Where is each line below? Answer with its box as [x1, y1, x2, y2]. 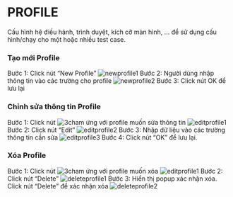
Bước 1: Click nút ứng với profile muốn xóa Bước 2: [7, 167, 223, 175]
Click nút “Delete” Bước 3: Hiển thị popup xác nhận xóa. [7, 174, 217, 183]
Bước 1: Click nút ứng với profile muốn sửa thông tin [7, 118, 186, 126]
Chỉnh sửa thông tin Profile [7, 102, 101, 112]
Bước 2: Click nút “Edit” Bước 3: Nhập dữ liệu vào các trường [7, 125, 226, 134]
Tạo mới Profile [7, 52, 60, 62]
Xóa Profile [7, 150, 47, 160]
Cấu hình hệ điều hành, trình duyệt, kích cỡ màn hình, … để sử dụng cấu [7, 28, 217, 36]
